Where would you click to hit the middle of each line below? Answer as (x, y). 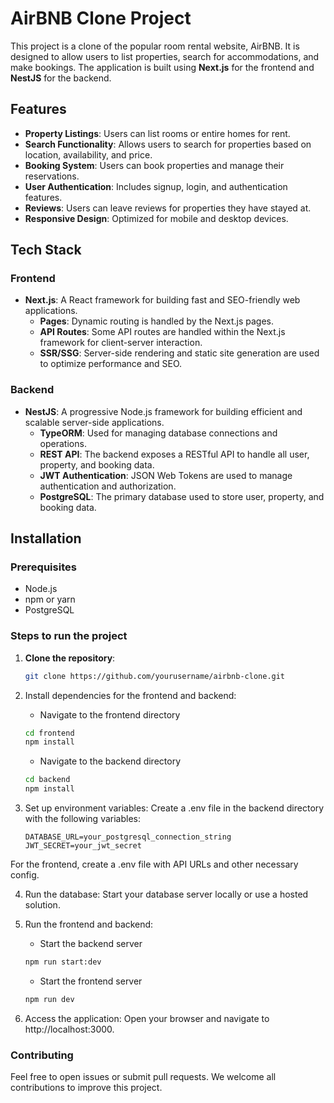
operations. (63, 443)
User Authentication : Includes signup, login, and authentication (156, 186)
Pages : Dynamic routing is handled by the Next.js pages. (157, 321)
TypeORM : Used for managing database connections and (158, 433)
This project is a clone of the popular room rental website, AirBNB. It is (155, 46)
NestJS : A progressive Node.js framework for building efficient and (163, 411)
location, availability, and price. (88, 154)
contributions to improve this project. (86, 1088)
